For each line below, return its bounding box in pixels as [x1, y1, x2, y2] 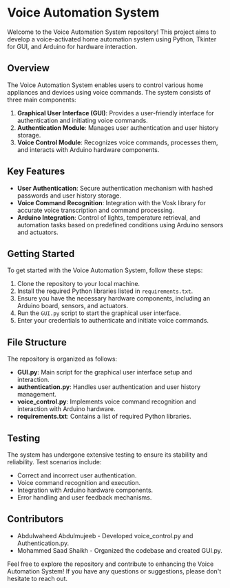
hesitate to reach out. [7, 574, 67, 582]
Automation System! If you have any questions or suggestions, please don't [7, 567, 222, 575]
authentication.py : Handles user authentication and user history [17, 383, 201, 391]
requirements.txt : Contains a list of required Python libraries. [17, 412, 191, 421]
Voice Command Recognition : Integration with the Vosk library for [17, 198, 206, 207]
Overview [7, 62, 50, 74]
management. [17, 390, 57, 399]
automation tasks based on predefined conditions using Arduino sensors [17, 220, 224, 229]
